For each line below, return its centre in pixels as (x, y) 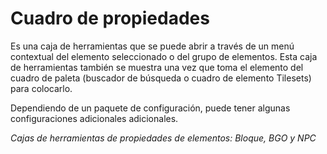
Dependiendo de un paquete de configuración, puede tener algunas (150, 108)
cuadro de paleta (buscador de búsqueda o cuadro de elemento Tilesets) (161, 78)
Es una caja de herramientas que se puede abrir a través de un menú (152, 46)
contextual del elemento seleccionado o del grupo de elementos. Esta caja (164, 56)
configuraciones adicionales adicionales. (94, 118)
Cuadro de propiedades (110, 18)
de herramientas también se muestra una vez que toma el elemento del (157, 67)
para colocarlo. (41, 88)
